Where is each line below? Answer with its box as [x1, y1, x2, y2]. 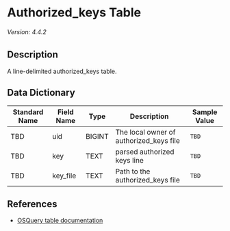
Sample [192, 107, 218, 117]
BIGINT [85, 131, 109, 141]
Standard [12, 107, 44, 117]
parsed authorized [115, 147, 175, 157]
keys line [115, 155, 144, 165]
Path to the [115, 166, 151, 176]
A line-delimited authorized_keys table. [7, 67, 117, 75]
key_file [52, 171, 77, 180]
